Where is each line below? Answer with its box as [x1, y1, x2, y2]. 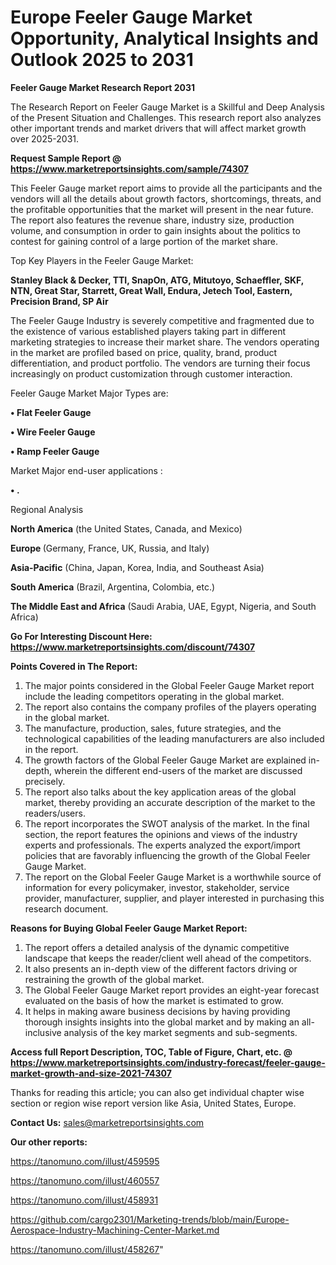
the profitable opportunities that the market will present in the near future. [10, 203, 314, 215]
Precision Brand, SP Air [10, 295, 109, 307]
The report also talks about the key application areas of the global [24, 786, 297, 798]
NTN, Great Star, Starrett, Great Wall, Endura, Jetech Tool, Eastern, [10, 284, 293, 296]
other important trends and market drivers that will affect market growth [10, 122, 307, 134]
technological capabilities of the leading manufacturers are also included [24, 732, 325, 745]
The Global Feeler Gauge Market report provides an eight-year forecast [24, 984, 320, 996]
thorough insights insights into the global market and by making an [24, 1016, 300, 1028]
